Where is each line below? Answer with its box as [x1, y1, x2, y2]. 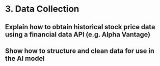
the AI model [5, 54, 45, 63]
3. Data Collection [5, 3, 80, 15]
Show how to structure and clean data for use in [5, 47, 155, 55]
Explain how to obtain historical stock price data [5, 23, 156, 31]
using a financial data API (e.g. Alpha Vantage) [5, 30, 151, 38]
